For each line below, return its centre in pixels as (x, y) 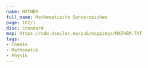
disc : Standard (25, 28)
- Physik (17, 56)
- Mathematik (22, 50)
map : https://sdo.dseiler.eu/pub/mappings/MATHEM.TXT (74, 34)
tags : (13, 39)
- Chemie (17, 45)
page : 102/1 (21, 22)
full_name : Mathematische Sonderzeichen (57, 17)
